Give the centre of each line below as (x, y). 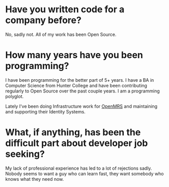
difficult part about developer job (77, 143)
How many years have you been (74, 55)
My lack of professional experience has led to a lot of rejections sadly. (79, 168)
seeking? (25, 154)
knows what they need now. (35, 179)
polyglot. (15, 96)
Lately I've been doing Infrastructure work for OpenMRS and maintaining (81, 106)
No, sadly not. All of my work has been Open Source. (61, 34)
